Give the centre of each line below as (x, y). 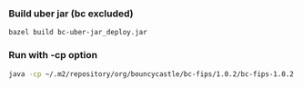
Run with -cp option (53, 55)
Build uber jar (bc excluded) (71, 14)
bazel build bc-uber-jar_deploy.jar (78, 33)
